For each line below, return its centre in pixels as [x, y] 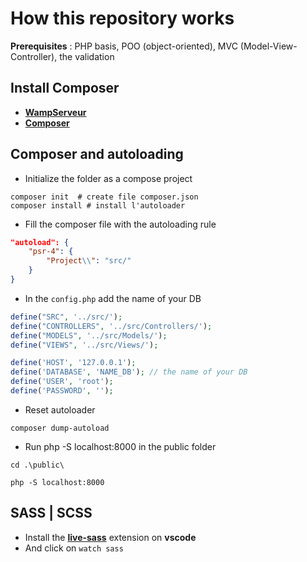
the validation [87, 56]
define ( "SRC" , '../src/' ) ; [66, 317]
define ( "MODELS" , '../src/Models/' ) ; [89, 335]
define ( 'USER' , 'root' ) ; [62, 382]
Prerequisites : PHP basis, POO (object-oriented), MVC [124, 46]
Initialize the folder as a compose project [108, 178]
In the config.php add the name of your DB [113, 298]
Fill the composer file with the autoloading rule [120, 224]
